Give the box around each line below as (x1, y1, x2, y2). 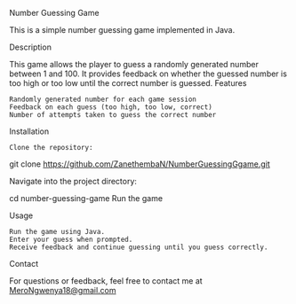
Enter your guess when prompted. (9, 235, 133, 244)
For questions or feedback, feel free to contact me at (9, 276, 203, 286)
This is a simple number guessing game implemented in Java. (9, 25, 236, 35)
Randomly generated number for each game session (9, 95, 197, 104)
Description (9, 42, 52, 52)
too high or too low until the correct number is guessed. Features (9, 78, 247, 88)
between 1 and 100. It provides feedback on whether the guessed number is (9, 68, 287, 79)
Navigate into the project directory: (9, 176, 138, 186)
